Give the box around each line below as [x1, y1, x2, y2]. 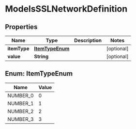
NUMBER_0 [7, 92, 34, 99]
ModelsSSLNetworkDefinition [5, 3, 128, 15]
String [33, 53, 49, 60]
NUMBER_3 [7, 115, 34, 122]
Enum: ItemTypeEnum [5, 69, 73, 78]
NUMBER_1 [7, 100, 34, 107]
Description [74, 37, 102, 44]
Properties [5, 23, 38, 31]
